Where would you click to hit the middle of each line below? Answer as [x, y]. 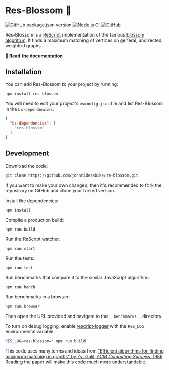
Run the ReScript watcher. [33, 239]
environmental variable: [30, 331]
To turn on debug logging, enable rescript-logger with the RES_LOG [75, 326]
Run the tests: [20, 258]
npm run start [20, 249]
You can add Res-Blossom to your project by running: [62, 84]
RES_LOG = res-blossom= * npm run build [46, 341]
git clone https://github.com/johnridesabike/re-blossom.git [72, 175]
